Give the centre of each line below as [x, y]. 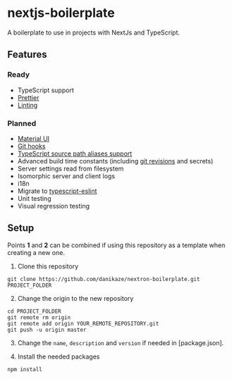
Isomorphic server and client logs [66, 176]
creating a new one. [36, 252]
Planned [22, 123]
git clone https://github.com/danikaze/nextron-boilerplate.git [104, 279]
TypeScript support [45, 90]
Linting [28, 105]
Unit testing [34, 198]
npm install [25, 369]
